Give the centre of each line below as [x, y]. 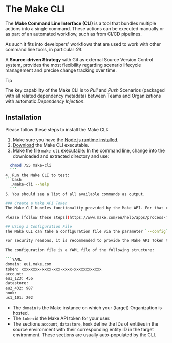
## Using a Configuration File [39, 226]
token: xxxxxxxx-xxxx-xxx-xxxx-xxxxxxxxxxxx [53, 269]
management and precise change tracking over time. [61, 70]
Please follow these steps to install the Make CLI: [57, 129]
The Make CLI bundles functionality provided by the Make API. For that [84, 208]
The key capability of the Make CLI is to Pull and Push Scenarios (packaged [85, 90]
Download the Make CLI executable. [51, 145]
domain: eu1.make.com [28, 264]
